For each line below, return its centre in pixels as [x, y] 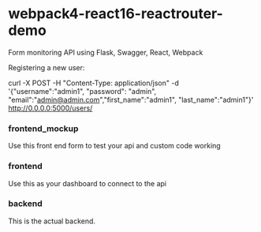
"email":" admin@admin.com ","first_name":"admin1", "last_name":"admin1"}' [131, 99]
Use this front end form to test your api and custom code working [114, 146]
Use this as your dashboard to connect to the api [88, 183]
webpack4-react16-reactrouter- [116, 14]
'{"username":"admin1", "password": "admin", [82, 91]
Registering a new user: [47, 67]
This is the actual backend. [52, 221]
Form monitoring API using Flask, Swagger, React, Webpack [106, 52]
